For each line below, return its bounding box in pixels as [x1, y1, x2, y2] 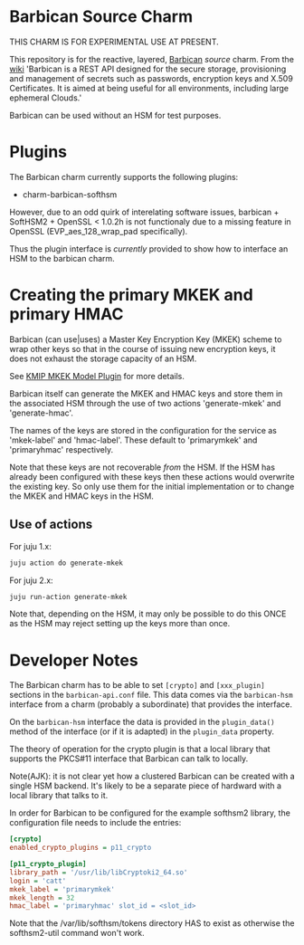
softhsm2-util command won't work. [9, 928, 145, 939]
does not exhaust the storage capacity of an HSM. [9, 353, 197, 364]
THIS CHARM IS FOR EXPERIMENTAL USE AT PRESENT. [9, 36, 219, 47]
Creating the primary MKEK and [9, 285, 253, 305]
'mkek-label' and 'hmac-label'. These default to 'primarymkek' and [9, 434, 258, 445]
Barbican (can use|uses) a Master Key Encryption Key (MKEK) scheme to [9, 333, 282, 345]
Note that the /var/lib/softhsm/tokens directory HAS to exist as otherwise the [9, 918, 295, 929]
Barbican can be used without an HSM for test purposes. [9, 110, 222, 120]
